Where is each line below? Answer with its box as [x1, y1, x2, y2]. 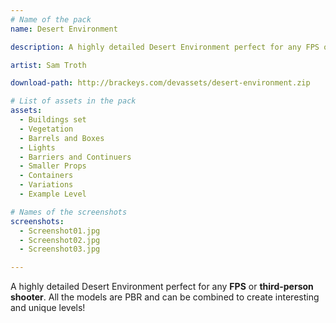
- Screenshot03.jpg [19, 244, 101, 255]
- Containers [19, 171, 74, 181]
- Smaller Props [19, 161, 87, 171]
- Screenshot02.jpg [19, 235, 101, 245]
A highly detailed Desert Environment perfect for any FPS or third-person [10, 281, 314, 293]
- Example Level [19, 189, 87, 199]
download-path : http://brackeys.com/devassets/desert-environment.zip [10, 78, 311, 88]
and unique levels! [10, 302, 86, 314]
